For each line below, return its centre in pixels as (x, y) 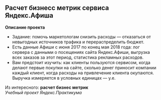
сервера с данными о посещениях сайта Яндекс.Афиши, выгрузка (81, 52)
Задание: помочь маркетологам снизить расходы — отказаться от (81, 36)
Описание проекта (25, 27)
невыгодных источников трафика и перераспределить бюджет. (78, 42)
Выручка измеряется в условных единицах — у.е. (64, 78)
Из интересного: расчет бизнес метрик (47, 87)
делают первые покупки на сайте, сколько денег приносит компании (84, 67)
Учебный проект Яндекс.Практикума (43, 92)
